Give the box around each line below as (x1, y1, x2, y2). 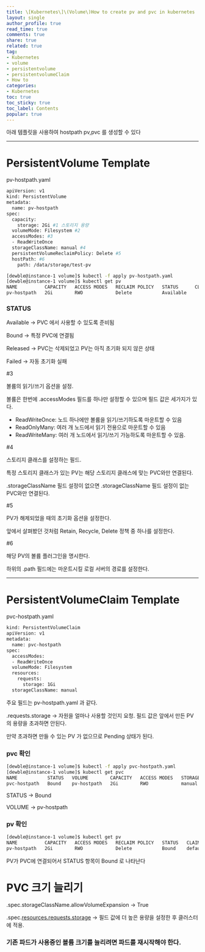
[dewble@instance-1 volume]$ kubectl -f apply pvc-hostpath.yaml (6, 763, 176, 770)
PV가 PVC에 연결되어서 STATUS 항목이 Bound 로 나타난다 (6, 857, 146, 864)
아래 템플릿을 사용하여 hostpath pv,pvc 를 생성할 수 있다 (6, 129, 142, 136)
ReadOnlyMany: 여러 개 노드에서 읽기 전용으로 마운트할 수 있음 (15, 424, 166, 431)
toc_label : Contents (6, 105, 59, 112)
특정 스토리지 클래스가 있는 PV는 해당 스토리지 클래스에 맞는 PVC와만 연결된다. (6, 469, 193, 477)
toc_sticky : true (6, 99, 51, 106)
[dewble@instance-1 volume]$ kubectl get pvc (6, 769, 124, 775)
